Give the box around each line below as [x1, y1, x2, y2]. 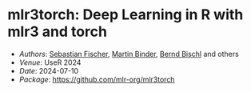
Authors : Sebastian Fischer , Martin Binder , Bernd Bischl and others [18, 49, 239, 58]
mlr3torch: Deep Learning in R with [7, 6, 244, 24]
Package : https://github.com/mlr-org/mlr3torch [18, 74, 175, 84]
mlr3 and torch [7, 22, 107, 41]
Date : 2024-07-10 [18, 66, 79, 75]
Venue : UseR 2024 [18, 58, 82, 67]
